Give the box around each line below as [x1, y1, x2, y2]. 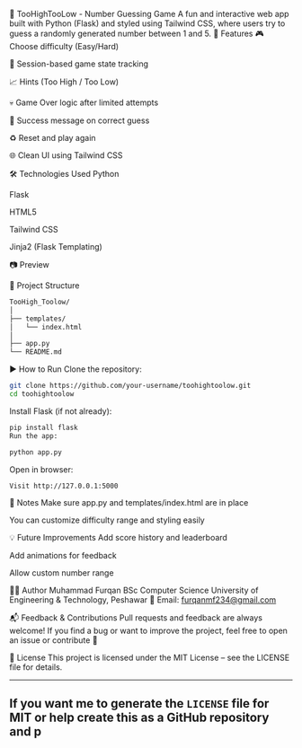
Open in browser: [9, 463, 74, 475]
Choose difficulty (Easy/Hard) [9, 41, 120, 51]
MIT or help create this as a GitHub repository [9, 709, 270, 725]
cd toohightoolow [9, 390, 75, 399]
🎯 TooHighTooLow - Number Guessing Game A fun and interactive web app [9, 9, 289, 19]
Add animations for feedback [9, 550, 117, 560]
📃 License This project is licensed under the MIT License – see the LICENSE [9, 652, 290, 663]
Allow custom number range [9, 567, 114, 578]
